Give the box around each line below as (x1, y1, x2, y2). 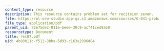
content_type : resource (5, 7, 54, 12)
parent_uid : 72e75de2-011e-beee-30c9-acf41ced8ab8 (5, 25, 110, 30)
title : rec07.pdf (5, 34, 41, 39)
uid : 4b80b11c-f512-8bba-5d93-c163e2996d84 (5, 39, 95, 44)
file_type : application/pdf (5, 20, 62, 26)
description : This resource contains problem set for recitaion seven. (5, 12, 154, 17)
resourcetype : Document (5, 30, 54, 34)
